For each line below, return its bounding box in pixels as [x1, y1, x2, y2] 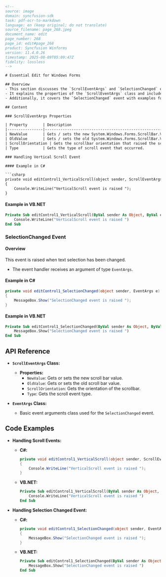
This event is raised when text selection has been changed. [5, 257, 126, 262]
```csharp [5, 172, 26, 177]
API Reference [5, 347, 50, 356]
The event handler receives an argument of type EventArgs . [12, 266, 133, 272]
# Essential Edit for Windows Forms [5, 73, 81, 78]
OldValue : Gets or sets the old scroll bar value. [27, 380, 121, 386]
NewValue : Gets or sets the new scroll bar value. [27, 375, 124, 381]
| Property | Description [5, 122, 72, 128]
